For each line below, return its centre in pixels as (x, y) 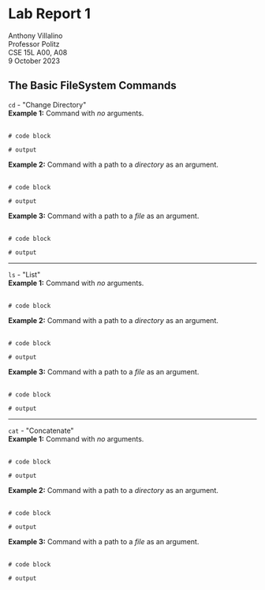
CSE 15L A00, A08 (38, 52)
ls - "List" (24, 274)
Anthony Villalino (35, 36)
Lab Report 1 (49, 14)
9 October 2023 (34, 61)
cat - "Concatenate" (41, 430)
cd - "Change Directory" (47, 104)
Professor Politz (34, 43)
